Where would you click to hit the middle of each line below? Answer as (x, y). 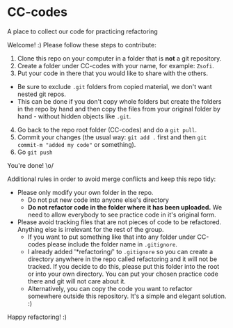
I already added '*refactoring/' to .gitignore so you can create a (120, 251)
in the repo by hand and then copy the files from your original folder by (119, 109)
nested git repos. (41, 94)
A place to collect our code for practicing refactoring (82, 31)
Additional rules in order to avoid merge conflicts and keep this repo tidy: (112, 179)
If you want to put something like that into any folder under (112, 237)
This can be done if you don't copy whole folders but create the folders (119, 101)
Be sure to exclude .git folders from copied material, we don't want (114, 86)
